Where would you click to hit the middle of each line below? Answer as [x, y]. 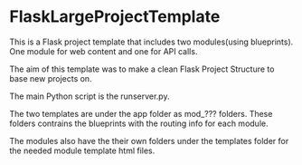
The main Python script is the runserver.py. [90, 96]
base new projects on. [51, 78]
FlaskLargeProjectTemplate [115, 17]
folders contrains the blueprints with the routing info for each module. [139, 123]
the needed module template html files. [82, 150]
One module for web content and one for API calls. [104, 51]
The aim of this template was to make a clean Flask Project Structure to [142, 69]
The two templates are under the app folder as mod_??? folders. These [141, 113]
